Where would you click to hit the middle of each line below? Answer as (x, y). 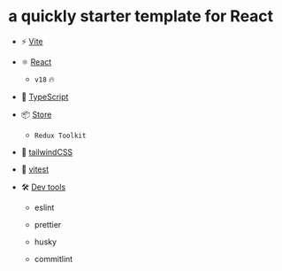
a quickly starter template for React (141, 16)
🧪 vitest (35, 169)
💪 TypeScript (45, 97)
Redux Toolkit (60, 135)
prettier (48, 224)
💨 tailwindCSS (47, 151)
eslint (44, 207)
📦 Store (36, 114)
